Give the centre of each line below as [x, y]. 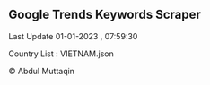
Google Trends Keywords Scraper [105, 15]
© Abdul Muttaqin [42, 71]
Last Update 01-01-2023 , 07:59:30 [73, 36]
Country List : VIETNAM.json [61, 54]
